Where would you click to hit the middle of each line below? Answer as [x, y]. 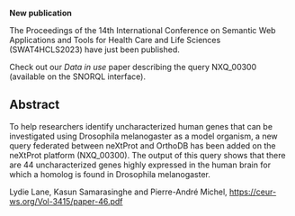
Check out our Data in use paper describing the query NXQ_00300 [133, 67]
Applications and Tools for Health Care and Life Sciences [115, 40]
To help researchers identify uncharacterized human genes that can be [141, 126]
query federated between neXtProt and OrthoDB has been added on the [143, 145]
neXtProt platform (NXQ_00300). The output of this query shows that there [147, 155]
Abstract [35, 105]
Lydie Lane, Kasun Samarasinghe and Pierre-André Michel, [118, 192]
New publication [40, 13]
